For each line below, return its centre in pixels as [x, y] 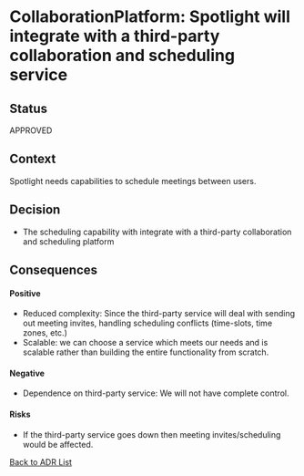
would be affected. [58, 444]
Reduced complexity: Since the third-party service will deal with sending [159, 314]
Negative [27, 373]
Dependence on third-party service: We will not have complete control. [156, 393]
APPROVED [31, 130]
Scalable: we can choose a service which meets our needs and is [145, 343]
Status [29, 108]
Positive [25, 293]
